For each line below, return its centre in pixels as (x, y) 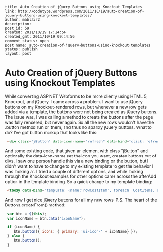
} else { (16, 236)
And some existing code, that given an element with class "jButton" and (76, 151)
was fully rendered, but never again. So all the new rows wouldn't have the (80, 122)
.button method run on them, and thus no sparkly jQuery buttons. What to (78, 127)
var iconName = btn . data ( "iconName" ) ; (46, 218)
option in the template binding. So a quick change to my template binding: (79, 181)
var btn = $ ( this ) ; (27, 214)
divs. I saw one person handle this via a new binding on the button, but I (77, 161)
